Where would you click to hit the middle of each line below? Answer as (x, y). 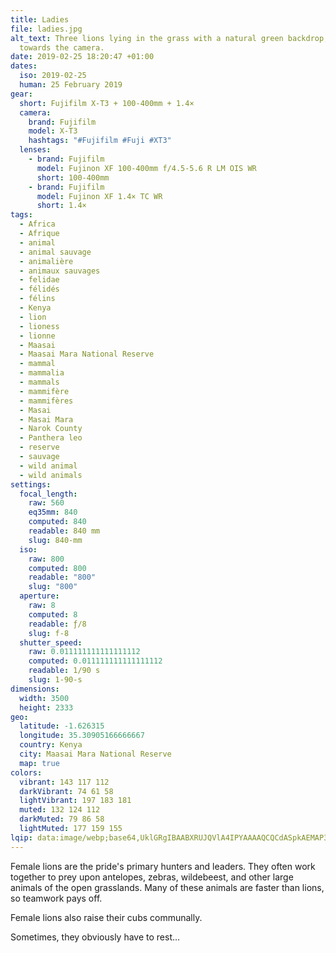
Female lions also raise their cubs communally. (106, 917)
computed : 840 (57, 522)
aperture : (39, 596)
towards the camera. (62, 47)
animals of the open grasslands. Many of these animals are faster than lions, (167, 887)
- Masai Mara (46, 419)
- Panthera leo (51, 438)
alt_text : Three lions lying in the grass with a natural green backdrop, (169, 38)
